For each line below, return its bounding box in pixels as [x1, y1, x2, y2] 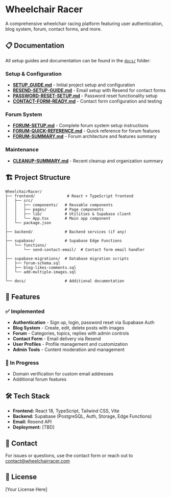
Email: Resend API [12, 419, 52, 425]
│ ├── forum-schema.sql [5, 261, 60, 266]
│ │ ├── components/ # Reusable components [5, 203, 113, 208]
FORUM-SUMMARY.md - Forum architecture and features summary [12, 133, 157, 139]
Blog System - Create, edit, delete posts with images [12, 325, 125, 331]
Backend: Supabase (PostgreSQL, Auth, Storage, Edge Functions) [12, 413, 152, 419]
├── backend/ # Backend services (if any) [5, 229, 127, 234]
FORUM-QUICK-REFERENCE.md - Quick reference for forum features [12, 128, 160, 134]
